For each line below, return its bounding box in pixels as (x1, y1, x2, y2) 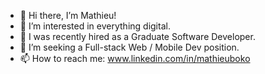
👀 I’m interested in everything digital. (19, 20, 171, 32)
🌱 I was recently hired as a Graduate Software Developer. (19, 31, 256, 42)
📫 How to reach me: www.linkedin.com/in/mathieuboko (19, 53, 251, 64)
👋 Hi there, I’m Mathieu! (19, 10, 117, 21)
